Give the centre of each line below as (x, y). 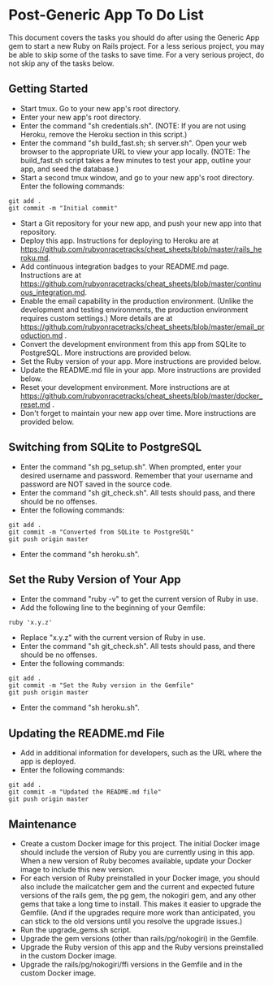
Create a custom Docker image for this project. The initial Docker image (140, 843)
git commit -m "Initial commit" (63, 208)
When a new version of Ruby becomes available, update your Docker (136, 861)
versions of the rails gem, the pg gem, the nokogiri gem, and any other (138, 895)
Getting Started (48, 89)
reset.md (35, 404)
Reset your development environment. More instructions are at (125, 387)
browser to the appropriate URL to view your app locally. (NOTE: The (135, 151)
